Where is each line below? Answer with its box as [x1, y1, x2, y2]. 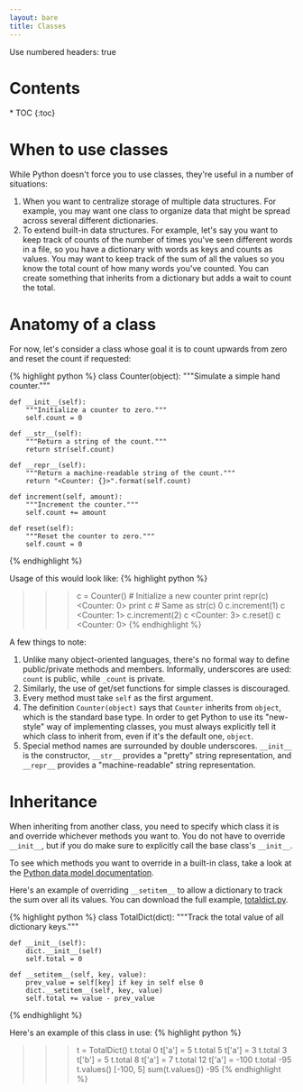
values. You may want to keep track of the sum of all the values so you [22, 253, 286, 264]
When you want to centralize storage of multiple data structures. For [22, 196, 277, 207]
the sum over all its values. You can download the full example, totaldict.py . [9, 895, 289, 905]
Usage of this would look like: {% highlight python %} [9, 574, 208, 584]
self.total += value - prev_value [25, 994, 155, 1004]
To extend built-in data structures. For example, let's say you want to [22, 225, 278, 235]
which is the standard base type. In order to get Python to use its [22, 711, 264, 722]
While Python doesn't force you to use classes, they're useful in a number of [9, 169, 294, 180]
